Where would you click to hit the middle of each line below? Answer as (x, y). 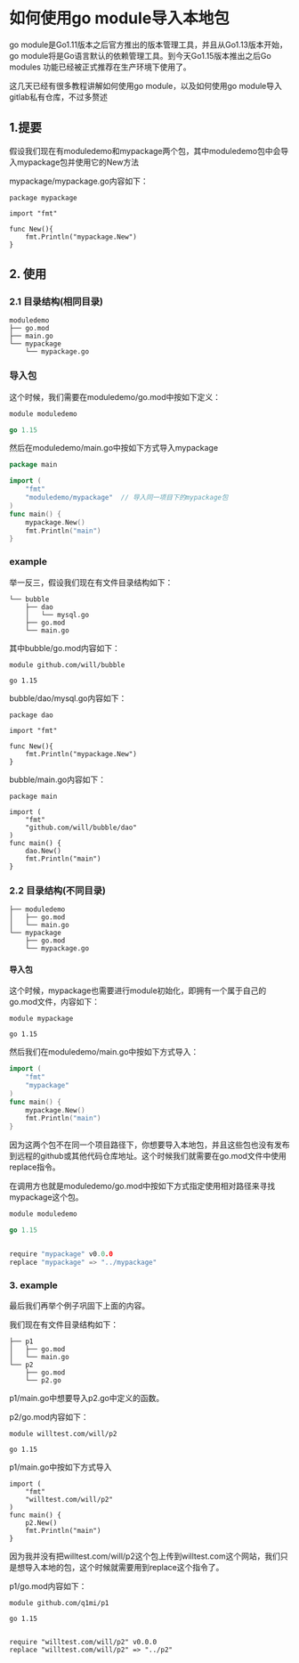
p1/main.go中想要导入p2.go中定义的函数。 (87, 1398)
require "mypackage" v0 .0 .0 (61, 1254)
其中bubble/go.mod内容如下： (65, 648)
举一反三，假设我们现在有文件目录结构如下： (91, 582)
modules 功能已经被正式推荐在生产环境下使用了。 (100, 67)
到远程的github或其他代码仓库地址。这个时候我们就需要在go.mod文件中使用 (148, 1156)
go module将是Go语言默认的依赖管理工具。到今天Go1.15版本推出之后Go (140, 55)
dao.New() (44, 851)
